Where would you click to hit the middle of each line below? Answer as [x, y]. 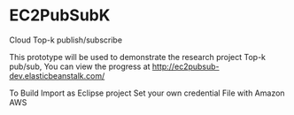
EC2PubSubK [60, 15]
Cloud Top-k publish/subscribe [66, 40]
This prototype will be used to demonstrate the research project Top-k [137, 57]
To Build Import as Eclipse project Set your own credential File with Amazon [147, 93]
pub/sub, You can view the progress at [80, 66]
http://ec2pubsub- [186, 66]
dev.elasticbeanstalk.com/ [57, 75]
